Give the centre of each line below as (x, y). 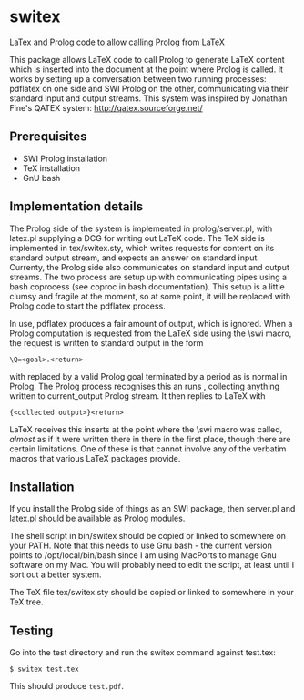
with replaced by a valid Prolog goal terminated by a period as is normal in (148, 376)
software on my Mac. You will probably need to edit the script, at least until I (152, 565)
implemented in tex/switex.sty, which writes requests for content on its (142, 248)
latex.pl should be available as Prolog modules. (97, 518)
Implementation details (76, 207)
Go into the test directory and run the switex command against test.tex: (142, 653)
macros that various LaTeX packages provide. (95, 458)
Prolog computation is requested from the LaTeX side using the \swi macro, (151, 333)
